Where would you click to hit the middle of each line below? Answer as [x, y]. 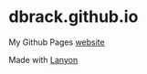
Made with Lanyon [43, 59]
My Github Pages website [57, 42]
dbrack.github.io [73, 17]
